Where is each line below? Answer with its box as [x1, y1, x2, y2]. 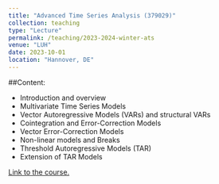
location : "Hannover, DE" [8, 56, 94, 64]
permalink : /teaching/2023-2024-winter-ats [8, 33, 155, 42]
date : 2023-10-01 [8, 48, 66, 56]
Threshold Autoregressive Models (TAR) [19, 144, 152, 153]
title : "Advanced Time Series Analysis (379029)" [8, 11, 177, 20]
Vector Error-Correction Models [19, 126, 124, 136]
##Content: [8, 77, 46, 87]
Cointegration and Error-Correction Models [19, 118, 162, 128]
